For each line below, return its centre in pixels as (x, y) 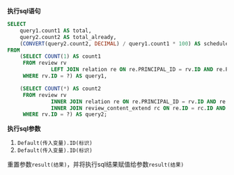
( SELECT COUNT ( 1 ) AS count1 (60, 56)
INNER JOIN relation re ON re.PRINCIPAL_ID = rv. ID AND (134, 101)
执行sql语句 (24, 11)
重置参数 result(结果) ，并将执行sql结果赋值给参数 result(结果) (96, 165)
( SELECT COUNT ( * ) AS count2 (60, 89)
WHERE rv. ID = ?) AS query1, (65, 76)
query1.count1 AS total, (56, 31)
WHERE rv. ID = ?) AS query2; (65, 114)
